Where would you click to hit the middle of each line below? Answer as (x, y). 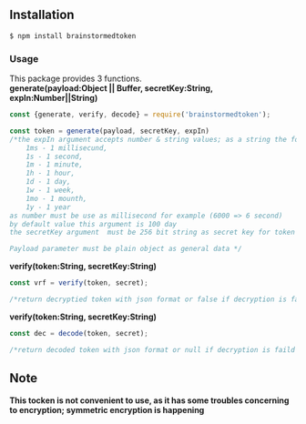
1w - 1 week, (51, 190)
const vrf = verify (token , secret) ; (79, 283)
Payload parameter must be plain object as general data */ (126, 249)
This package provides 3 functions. (76, 79)
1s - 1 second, (55, 156)
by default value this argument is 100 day (93, 224)
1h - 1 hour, (51, 173)
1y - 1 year (48, 207)
